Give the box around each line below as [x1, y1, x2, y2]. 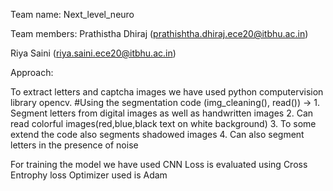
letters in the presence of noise [10, 139, 139, 151]
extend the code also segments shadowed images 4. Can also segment [10, 129, 305, 140]
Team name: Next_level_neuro [10, 9, 135, 20]
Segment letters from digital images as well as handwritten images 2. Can [10, 107, 314, 119]
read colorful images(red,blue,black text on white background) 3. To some [10, 118, 317, 129]
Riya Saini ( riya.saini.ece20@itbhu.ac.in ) [10, 47, 177, 59]
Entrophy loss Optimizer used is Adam [10, 169, 168, 181]
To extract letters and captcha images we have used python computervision [10, 86, 324, 98]
